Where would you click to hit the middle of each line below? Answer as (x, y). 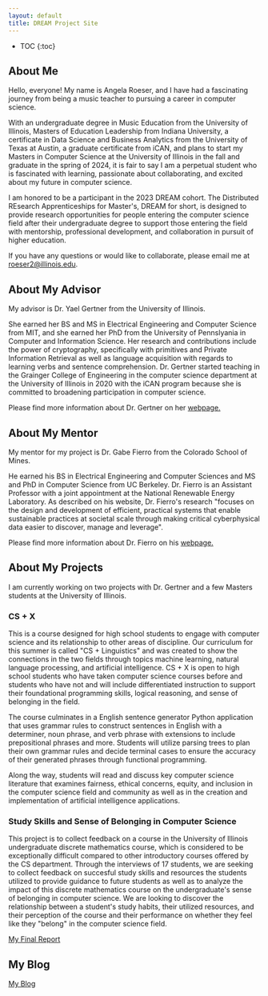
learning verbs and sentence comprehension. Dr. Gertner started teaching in (134, 367)
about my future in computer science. (70, 182)
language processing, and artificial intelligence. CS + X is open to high (124, 668)
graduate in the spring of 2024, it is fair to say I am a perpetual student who (133, 166)
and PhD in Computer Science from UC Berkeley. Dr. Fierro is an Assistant (130, 484)
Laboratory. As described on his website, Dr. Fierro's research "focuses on (131, 502)
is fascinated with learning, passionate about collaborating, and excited (126, 174)
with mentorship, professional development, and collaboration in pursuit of (131, 232)
